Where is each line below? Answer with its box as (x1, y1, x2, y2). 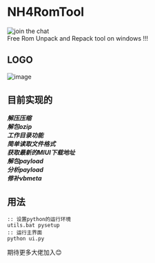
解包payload (7, 156, 43, 165)
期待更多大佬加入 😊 (7, 249, 62, 257)
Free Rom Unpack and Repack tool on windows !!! (7, 34, 149, 42)
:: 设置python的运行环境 (7, 216, 71, 223)
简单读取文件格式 (7, 139, 56, 148)
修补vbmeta (7, 173, 43, 182)
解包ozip (7, 122, 32, 131)
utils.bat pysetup (7, 222, 60, 229)
